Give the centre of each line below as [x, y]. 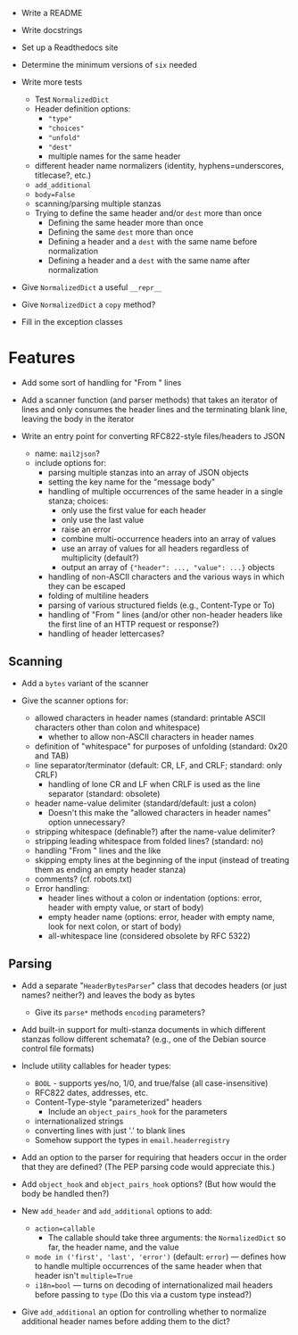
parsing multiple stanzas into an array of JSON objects [148, 472]
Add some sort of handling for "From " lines [101, 382]
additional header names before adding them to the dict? [126, 1321]
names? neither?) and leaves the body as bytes [108, 995]
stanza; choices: [78, 501]
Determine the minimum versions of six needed [109, 65]
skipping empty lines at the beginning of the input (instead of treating [162, 859]
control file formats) [58, 1049]
